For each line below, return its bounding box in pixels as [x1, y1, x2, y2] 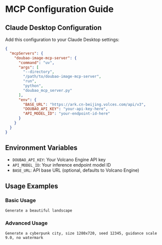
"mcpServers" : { [9, 51, 43, 56]
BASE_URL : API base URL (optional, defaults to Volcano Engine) [12, 167, 140, 173]
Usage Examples [5, 182, 58, 190]
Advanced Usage [5, 220, 48, 227]
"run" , [23, 79, 37, 84]
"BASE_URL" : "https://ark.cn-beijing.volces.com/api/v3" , [23, 102, 146, 107]
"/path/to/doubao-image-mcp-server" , [23, 74, 101, 79]
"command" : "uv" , [18, 60, 55, 65]
